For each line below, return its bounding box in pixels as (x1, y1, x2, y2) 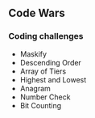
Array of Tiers (19, 66, 67, 76)
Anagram (19, 83, 51, 93)
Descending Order (19, 57, 82, 67)
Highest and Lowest (19, 74, 87, 84)
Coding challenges (8, 31, 84, 42)
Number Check (19, 92, 71, 102)
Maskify (19, 48, 47, 59)
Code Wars (8, 6, 66, 20)
